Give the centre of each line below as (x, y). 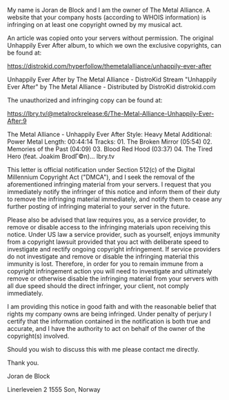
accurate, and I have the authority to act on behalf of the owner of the (106, 328)
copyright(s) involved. (38, 336)
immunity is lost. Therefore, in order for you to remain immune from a (105, 264)
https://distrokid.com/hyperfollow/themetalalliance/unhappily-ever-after (109, 66)
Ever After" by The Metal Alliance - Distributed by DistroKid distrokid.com (111, 87)
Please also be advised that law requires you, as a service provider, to (106, 220)
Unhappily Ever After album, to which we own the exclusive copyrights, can (114, 45)
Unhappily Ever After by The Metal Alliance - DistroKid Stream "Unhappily (112, 79)
